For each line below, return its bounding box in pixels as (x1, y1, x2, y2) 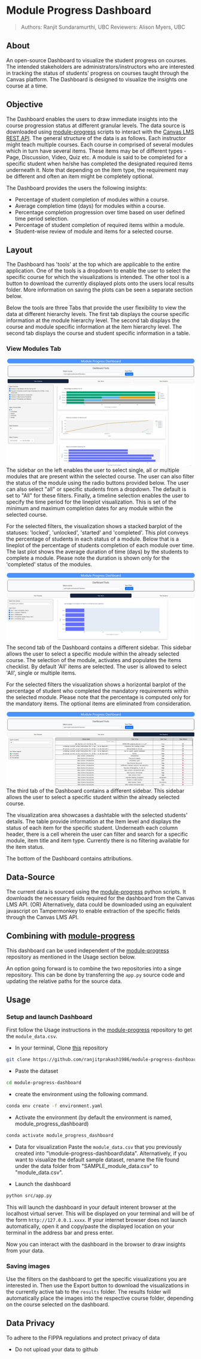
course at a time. (6, 82, 48, 89)
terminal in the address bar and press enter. (6, 1228, 114, 1236)
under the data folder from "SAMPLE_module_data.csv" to (14, 1162, 159, 1169)
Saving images (6, 1261, 50, 1270)
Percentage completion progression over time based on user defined (14, 208, 185, 216)
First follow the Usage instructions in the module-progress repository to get (6, 1026, 193, 1033)
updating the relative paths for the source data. (6, 977, 123, 985)
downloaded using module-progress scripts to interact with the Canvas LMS (6, 128, 194, 135)
